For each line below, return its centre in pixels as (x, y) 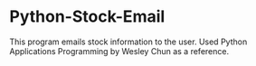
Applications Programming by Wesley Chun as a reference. (119, 51)
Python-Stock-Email (87, 17)
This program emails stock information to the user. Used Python (128, 42)
